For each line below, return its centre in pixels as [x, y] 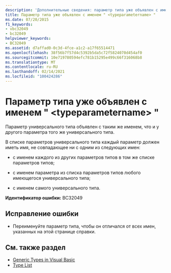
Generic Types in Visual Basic [44, 260]
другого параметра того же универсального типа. [60, 132]
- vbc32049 [17, 29]
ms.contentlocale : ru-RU [32, 67]
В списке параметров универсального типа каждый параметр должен [82, 142]
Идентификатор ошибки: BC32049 [44, 197]
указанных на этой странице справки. [54, 231]
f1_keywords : [19, 24]
